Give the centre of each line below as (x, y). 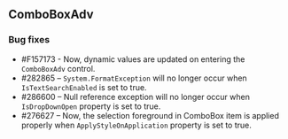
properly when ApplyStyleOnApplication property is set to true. (136, 125)
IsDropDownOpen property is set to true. (91, 106)
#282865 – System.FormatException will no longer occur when (134, 78)
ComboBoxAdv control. (58, 68)
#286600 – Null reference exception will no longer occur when (135, 97)
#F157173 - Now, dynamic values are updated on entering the (133, 59)
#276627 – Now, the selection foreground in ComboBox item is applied (150, 115)
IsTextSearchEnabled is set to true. (84, 87)
